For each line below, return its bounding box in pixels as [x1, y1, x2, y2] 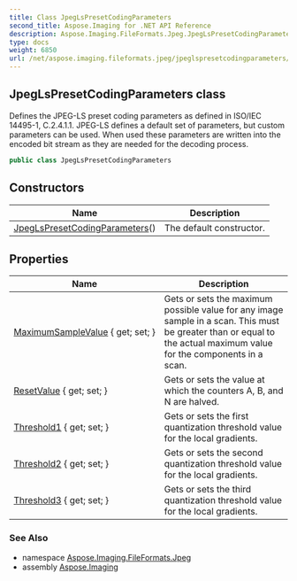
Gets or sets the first [164, 410, 249, 422]
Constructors [9, 181, 85, 196]
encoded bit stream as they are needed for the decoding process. [9, 138, 249, 149]
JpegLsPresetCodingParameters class [9, 87, 226, 102]
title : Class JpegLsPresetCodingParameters [9, 12, 172, 22]
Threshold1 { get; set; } [13, 422, 110, 434]
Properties [9, 252, 69, 267]
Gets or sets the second [164, 446, 263, 459]
